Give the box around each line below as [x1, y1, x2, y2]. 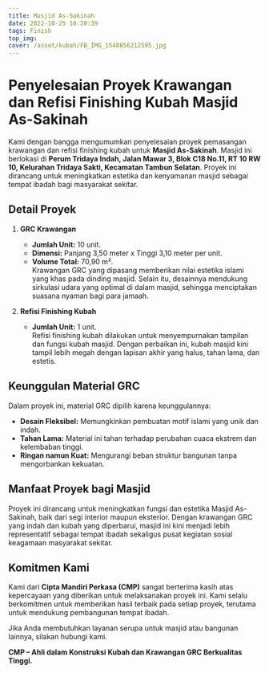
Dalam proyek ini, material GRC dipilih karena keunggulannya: [8, 401, 211, 410]
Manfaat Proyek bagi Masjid [8, 483, 151, 496]
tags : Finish [8, 27, 52, 35]
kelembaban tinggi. [19, 442, 84, 451]
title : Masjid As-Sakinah [8, 11, 94, 20]
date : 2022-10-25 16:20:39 [8, 19, 98, 27]
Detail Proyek [8, 202, 77, 217]
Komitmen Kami [8, 561, 90, 574]
